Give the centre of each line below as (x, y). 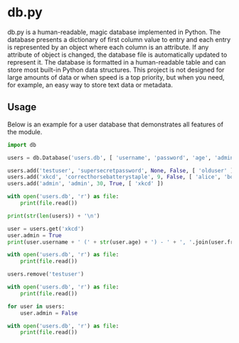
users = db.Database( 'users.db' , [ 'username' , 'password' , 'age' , (110, 158)
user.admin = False (49, 313)
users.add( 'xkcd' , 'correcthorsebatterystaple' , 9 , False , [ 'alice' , (114, 177)
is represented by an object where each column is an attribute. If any (108, 47)
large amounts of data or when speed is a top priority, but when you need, (116, 77)
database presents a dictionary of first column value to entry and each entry (119, 39)
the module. (25, 131)
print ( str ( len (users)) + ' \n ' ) (54, 216)
